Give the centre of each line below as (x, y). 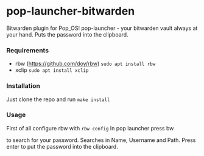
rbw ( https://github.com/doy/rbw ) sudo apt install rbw (85, 64)
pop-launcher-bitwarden (71, 11)
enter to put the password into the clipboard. (62, 146)
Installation (23, 86)
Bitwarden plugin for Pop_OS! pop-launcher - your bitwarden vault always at (102, 28)
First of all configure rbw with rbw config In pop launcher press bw (90, 128)
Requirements (28, 50)
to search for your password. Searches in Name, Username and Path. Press (101, 140)
